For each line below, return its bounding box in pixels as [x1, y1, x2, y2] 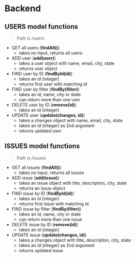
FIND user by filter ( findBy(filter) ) [11, 86, 80, 92]
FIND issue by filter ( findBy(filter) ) [11, 206, 81, 212]
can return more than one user [19, 97, 81, 103]
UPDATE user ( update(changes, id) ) [11, 112, 85, 118]
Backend [4, 3, 41, 14]
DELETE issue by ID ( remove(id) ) [11, 221, 78, 227]
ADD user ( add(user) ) [11, 55, 56, 61]
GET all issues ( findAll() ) [11, 164, 61, 170]
